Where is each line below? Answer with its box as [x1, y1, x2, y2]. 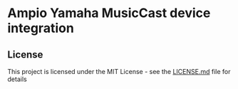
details [7, 75, 27, 83]
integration [7, 20, 75, 36]
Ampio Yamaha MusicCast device [7, 5, 211, 21]
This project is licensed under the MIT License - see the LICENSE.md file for [7, 68, 231, 75]
